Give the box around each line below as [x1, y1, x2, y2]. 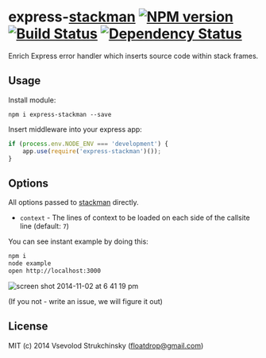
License [8, 320, 48, 333]
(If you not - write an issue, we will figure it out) [8, 296, 163, 306]
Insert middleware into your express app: [8, 124, 143, 134]
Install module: [8, 95, 56, 105]
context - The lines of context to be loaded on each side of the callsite [19, 213, 250, 222]
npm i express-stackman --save [8, 110, 112, 118]
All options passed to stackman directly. [8, 198, 139, 207]
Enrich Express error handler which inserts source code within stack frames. [8, 51, 259, 60]
